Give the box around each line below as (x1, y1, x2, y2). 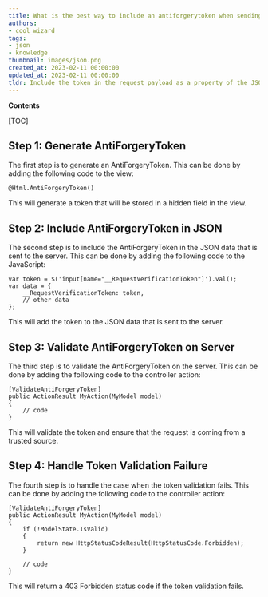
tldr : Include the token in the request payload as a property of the (8, 78, 248, 86)
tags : (8, 34, 26, 42)
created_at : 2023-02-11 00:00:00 (8, 64, 120, 72)
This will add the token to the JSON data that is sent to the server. (8, 317, 225, 327)
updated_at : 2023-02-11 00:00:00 (8, 71, 120, 79)
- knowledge (8, 49, 48, 57)
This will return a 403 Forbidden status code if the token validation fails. (8, 581, 245, 591)
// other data (22, 297, 69, 304)
